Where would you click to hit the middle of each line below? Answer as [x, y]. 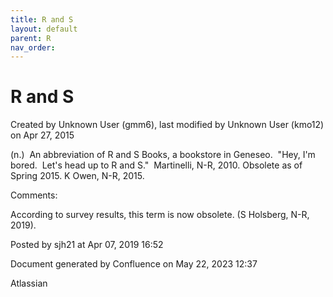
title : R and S [42, 19]
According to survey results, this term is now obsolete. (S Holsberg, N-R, [160, 215]
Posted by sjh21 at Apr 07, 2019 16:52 [87, 245]
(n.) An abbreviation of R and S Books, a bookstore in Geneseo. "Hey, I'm [163, 155]
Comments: [34, 195]
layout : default [44, 29]
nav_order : [33, 47]
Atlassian [29, 283]
